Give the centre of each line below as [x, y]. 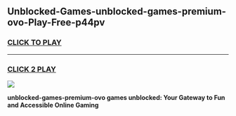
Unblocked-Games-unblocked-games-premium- [117, 12]
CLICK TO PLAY [34, 43]
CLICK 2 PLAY [32, 69]
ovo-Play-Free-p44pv [56, 23]
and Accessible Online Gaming [53, 105]
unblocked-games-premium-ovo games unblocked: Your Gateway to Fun [116, 97]
